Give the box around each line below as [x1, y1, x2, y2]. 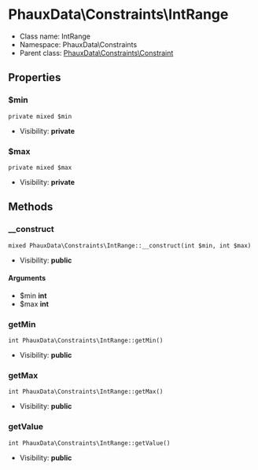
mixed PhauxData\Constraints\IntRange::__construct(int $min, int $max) [8, 241, 252, 249]
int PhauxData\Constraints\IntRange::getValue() [8, 439, 171, 447]
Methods [8, 200, 53, 214]
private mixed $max [8, 163, 72, 171]
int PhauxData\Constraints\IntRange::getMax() [8, 387, 164, 396]
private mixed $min [8, 112, 72, 120]
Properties [8, 71, 61, 84]
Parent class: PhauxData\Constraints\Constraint [19, 48, 174, 57]
